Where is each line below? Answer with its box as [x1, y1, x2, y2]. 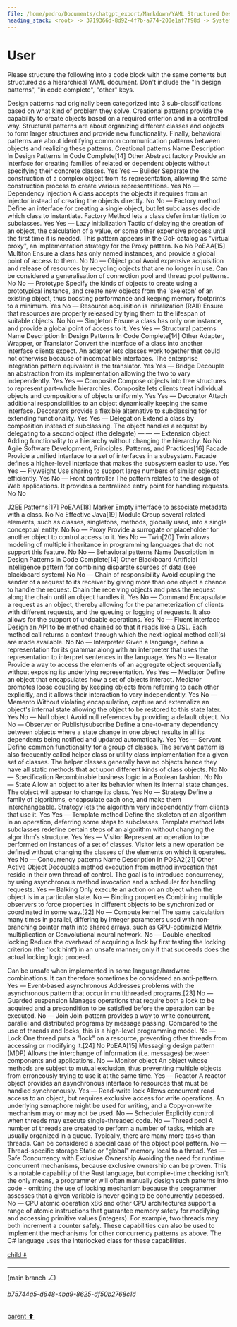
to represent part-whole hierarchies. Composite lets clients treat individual [7, 384, 224, 392]
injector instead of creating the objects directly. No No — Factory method [7, 197, 221, 205]
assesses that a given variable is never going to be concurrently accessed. [7, 1191, 225, 1200]
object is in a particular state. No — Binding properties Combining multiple [7, 893, 224, 901]
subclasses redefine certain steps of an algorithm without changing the [7, 825, 215, 834]
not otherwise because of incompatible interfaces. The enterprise [7, 354, 199, 363]
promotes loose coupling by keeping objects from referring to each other [7, 683, 219, 692]
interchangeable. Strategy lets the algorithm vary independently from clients [7, 803, 229, 812]
